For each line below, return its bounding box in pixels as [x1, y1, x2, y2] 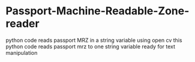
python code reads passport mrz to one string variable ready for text [5, 43, 175, 50]
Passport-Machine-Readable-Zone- [5, 4, 190, 18]
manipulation [5, 49, 38, 56]
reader [5, 17, 40, 30]
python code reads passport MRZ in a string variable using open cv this [5, 36, 182, 44]
